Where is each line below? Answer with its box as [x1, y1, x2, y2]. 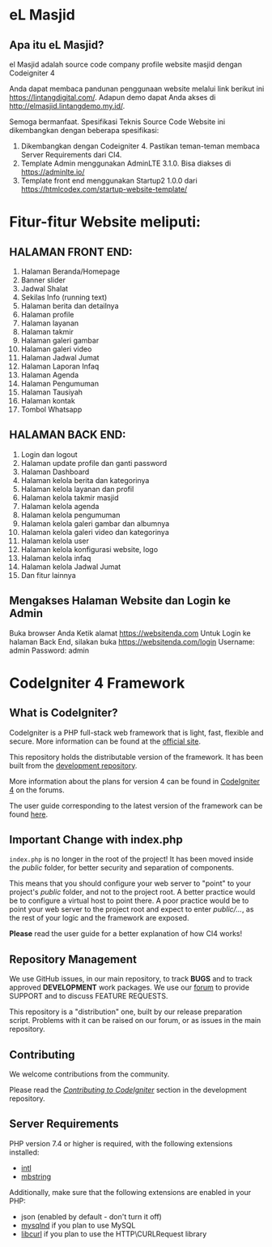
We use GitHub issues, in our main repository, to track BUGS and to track [9, 974, 253, 984]
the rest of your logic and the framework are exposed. [9, 913, 189, 923]
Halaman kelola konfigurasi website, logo [20, 544, 159, 554]
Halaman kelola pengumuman [20, 510, 121, 520]
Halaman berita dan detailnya [20, 301, 120, 310]
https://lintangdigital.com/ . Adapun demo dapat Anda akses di [9, 93, 216, 102]
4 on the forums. [9, 785, 65, 795]
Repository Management [9, 952, 137, 966]
